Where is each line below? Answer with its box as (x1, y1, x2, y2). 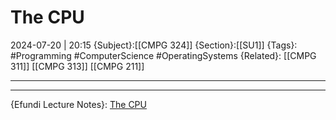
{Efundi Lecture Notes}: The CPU (10, 98, 147, 110)
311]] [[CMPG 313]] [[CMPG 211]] (10, 60, 145, 72)
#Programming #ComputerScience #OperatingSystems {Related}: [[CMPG (10, 49, 317, 61)
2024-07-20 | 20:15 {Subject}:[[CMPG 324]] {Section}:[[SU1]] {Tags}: (10, 39, 298, 51)
